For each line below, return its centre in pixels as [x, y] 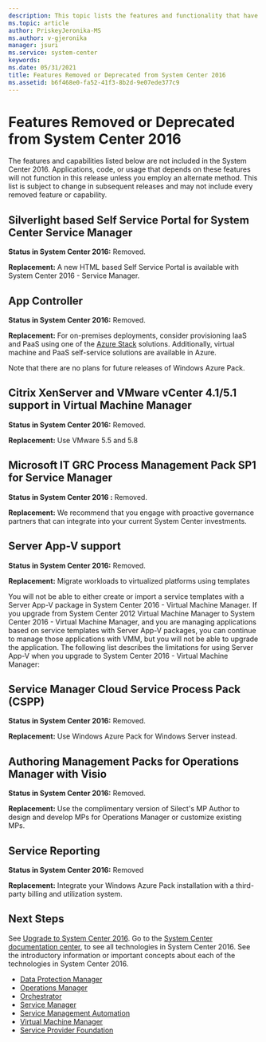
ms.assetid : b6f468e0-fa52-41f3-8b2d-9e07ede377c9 [94, 82]
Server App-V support [65, 547]
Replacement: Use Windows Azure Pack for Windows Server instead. [123, 736]
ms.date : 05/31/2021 [43, 68]
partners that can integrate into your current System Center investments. [127, 521]
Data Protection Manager [61, 979]
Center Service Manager [70, 232]
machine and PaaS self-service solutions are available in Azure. [112, 353]
